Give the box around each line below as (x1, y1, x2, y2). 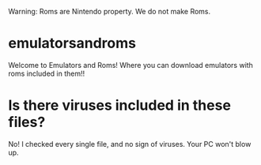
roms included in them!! (8, 69, 85, 78)
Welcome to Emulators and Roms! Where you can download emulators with (8, 60, 253, 69)
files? (8, 114, 46, 131)
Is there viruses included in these (8, 96, 232, 114)
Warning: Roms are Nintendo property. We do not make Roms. (8, 7, 211, 16)
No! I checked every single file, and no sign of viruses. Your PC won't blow (8, 139, 252, 148)
